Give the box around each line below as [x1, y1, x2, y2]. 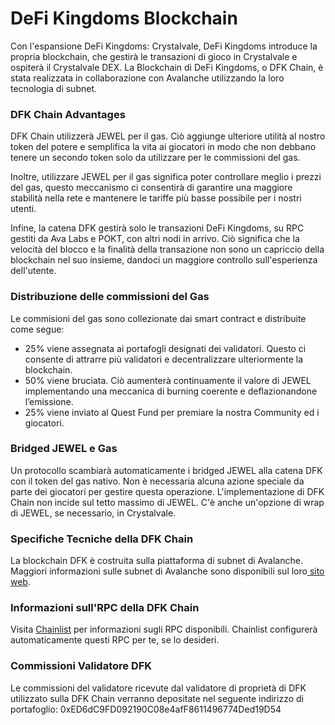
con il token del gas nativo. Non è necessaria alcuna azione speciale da [10, 475, 305, 487]
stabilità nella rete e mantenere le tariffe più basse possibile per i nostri [10, 192, 302, 204]
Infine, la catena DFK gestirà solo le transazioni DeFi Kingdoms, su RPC [10, 222, 305, 234]
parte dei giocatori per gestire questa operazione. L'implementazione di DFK [10, 485, 325, 497]
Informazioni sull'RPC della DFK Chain [10, 601, 200, 615]
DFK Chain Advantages [10, 107, 126, 121]
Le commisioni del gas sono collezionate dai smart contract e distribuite [10, 312, 307, 324]
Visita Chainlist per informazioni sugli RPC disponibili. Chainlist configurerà [10, 623, 318, 636]
